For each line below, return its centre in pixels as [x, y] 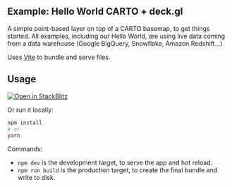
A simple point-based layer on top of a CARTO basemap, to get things [109, 28]
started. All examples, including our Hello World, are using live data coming [116, 36]
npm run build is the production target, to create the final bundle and [117, 170]
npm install [25, 122]
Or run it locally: [31, 110]
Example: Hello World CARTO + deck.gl [95, 12]
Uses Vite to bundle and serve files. [59, 57]
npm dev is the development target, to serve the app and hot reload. [115, 163]
